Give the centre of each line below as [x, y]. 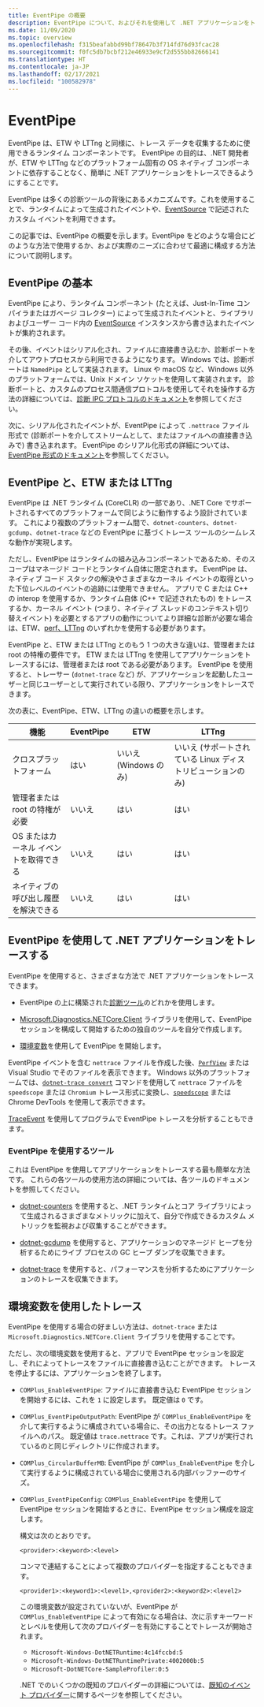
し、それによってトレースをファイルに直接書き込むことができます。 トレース [132, 1363]
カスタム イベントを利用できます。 [64, 219]
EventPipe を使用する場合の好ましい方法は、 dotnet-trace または [113, 1326]
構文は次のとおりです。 [57, 1535]
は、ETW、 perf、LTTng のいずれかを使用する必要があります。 [109, 628]
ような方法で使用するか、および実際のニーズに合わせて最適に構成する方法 [135, 246]
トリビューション [205, 771]
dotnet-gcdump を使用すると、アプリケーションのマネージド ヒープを [132, 1243]
